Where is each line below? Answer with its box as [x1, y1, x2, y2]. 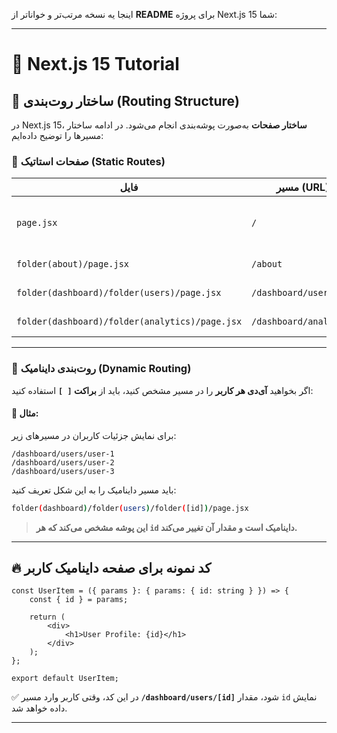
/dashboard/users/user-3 [11, 466, 115, 476]
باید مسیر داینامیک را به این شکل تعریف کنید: [11, 484, 177, 496]
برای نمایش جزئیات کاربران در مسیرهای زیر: [11, 429, 177, 441]
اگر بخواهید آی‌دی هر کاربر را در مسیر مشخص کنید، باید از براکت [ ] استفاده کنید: [11, 384, 314, 396]
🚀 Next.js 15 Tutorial [11, 53, 180, 76]
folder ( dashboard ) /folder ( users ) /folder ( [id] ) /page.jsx [11, 503, 249, 513]
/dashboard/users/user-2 [11, 457, 115, 468]
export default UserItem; [11, 674, 119, 684]
